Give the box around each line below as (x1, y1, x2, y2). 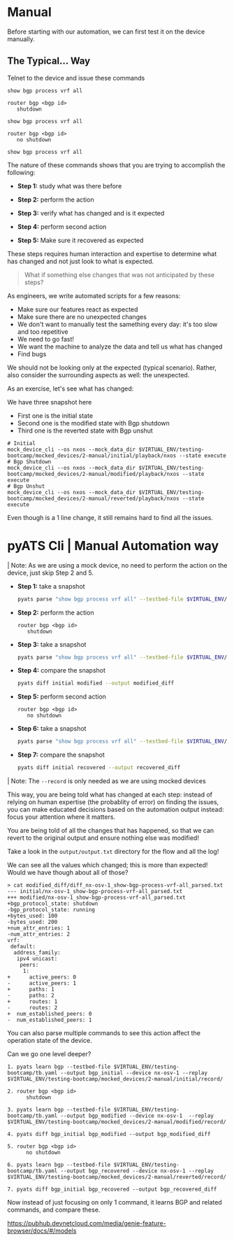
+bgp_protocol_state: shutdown (7, 900, 98, 907)
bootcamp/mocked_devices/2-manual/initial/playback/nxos (7, 452, 177, 459)
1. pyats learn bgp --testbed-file (7, 1063, 111, 1071)
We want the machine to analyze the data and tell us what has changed (17, 342, 223, 351)
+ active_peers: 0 (7, 974, 77, 981)
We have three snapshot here (7, 398, 92, 406)
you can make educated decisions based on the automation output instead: (7, 806, 224, 814)
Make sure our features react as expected (17, 305, 138, 314)
